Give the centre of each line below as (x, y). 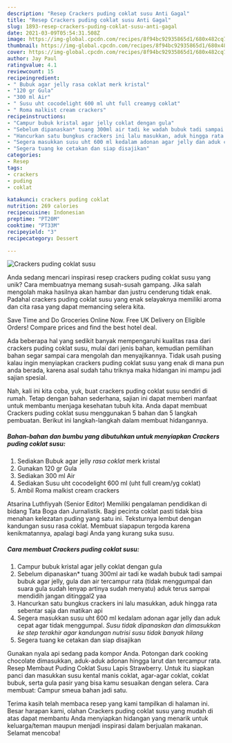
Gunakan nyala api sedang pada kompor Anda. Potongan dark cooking (108, 654)
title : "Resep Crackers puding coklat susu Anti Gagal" (89, 20)
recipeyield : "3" (32, 232)
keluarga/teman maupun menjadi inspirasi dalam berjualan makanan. (105, 726)
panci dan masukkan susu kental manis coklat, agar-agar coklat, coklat (108, 676)
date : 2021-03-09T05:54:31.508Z (54, 33)
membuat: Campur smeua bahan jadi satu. (67, 690)
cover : (17, 53)
